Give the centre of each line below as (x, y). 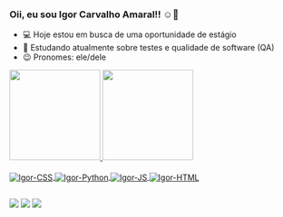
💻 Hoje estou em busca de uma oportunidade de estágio (130, 34)
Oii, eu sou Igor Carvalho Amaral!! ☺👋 (94, 14)
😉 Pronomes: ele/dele (64, 57)
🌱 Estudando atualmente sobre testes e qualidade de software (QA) (148, 48)
